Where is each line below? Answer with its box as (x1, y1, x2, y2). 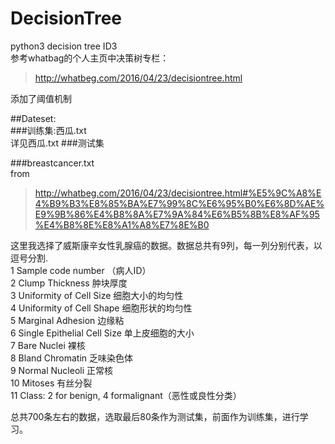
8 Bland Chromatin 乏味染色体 (10, 352, 134, 364)
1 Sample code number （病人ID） (10, 264, 152, 276)
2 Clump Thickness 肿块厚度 (10, 277, 128, 289)
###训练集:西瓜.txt (10, 124, 87, 136)
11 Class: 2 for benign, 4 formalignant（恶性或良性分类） (10, 389, 242, 401)
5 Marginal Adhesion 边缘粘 (10, 314, 125, 326)
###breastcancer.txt (10, 157, 95, 169)
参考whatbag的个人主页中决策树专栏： (10, 52, 170, 64)
